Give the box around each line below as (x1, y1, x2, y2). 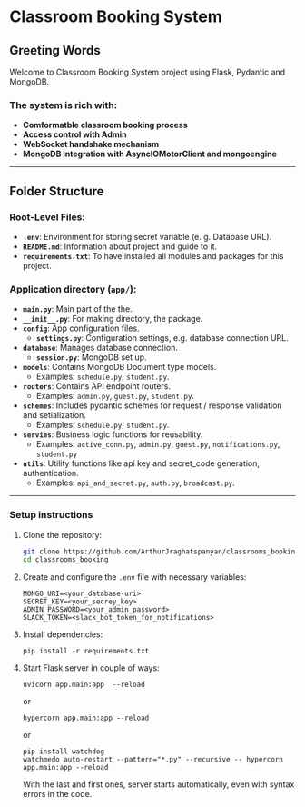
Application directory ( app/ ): (9, 283, 137, 295)
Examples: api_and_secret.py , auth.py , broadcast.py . (35, 477, 236, 488)
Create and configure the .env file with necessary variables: (22, 572, 247, 583)
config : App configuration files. (22, 323, 140, 334)
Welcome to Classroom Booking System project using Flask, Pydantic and (9, 66, 286, 77)
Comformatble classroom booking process (22, 120, 188, 131)
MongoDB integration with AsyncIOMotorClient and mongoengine (22, 148, 277, 160)
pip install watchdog (22, 747, 104, 756)
